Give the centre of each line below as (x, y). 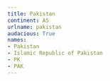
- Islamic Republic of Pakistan (55, 54)
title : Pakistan (31, 14)
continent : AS (28, 20)
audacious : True (31, 33)
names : (17, 40)
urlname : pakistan (34, 27)
